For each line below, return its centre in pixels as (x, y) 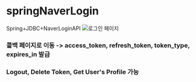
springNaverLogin (53, 11)
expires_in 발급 (28, 54)
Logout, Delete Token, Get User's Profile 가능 (73, 72)
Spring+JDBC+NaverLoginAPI (43, 28)
